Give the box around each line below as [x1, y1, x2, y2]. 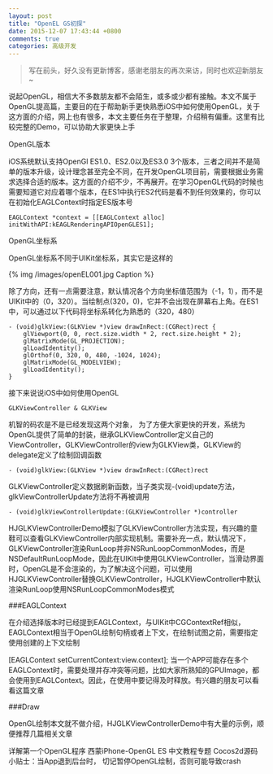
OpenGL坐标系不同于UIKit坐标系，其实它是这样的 [8, 253, 173, 263]
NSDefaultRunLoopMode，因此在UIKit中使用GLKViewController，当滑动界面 [8, 554, 264, 564]
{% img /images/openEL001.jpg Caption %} [8, 269, 154, 279]
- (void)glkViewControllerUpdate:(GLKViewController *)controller [8, 508, 238, 517]
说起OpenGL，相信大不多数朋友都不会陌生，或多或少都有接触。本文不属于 [8, 91, 258, 102]
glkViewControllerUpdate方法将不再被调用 [8, 492, 150, 501]
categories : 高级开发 [8, 42, 77, 50]
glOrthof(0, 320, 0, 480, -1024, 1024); [23, 352, 162, 360]
